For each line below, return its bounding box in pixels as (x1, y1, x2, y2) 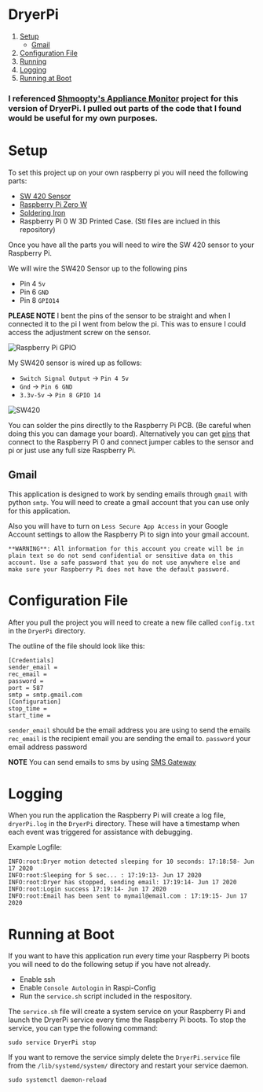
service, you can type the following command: (8, 1024, 159, 1033)
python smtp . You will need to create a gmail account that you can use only (8, 497, 250, 507)
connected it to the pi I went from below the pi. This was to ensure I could (8, 319, 246, 328)
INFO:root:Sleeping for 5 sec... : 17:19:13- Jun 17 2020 (8, 872, 202, 880)
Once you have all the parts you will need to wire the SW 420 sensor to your (8, 240, 255, 249)
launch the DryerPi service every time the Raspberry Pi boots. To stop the (8, 1015, 247, 1024)
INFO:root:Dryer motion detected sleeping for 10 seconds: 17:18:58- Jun (8, 858, 255, 866)
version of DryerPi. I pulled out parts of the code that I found (8, 102, 242, 113)
